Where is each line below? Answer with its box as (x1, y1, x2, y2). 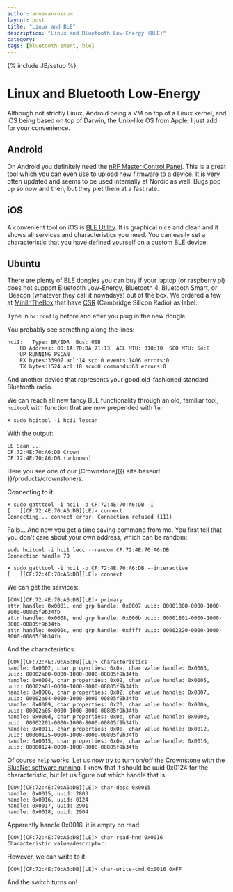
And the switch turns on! (7, 878, 78, 886)
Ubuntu (7, 258, 40, 270)
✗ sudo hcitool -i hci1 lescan (7, 417, 98, 424)
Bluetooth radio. (7, 383, 54, 391)
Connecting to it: (7, 488, 55, 496)
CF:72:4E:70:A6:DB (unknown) (7, 455, 92, 462)
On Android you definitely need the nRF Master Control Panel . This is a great (7, 162, 226, 170)
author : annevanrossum (7, 10, 73, 17)
